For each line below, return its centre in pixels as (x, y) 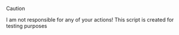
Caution (16, 8)
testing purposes (27, 26)
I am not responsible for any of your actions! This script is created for (90, 20)
